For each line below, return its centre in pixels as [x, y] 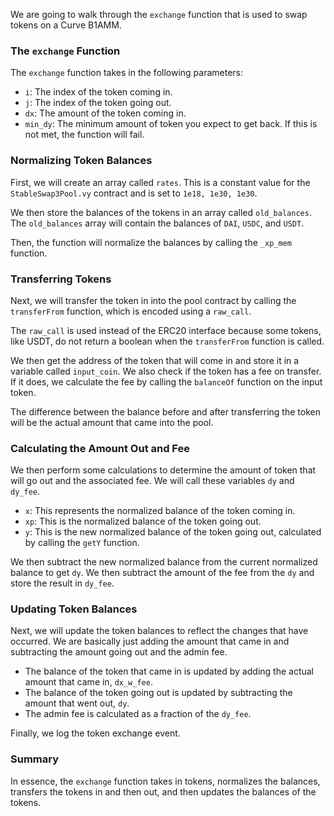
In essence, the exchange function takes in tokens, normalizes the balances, [165, 781]
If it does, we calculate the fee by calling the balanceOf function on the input [166, 381]
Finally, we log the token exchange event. [95, 733]
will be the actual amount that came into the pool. [112, 422]
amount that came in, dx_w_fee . [88, 682]
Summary [35, 759]
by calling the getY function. [82, 543]
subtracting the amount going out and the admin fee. [119, 652]
